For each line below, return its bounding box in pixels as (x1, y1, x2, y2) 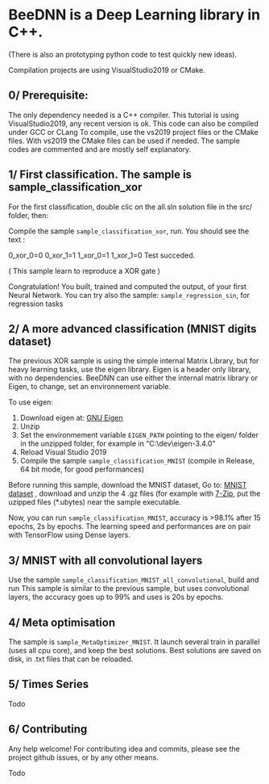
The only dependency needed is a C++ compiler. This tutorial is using (8, 110, 239, 119)
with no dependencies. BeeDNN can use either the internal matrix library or (8, 373, 258, 383)
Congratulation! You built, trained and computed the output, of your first (8, 281, 247, 291)
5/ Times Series (8, 677, 89, 691)
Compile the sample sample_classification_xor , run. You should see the (8, 226, 250, 236)
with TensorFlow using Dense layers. (8, 530, 130, 540)
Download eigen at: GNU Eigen (19, 413, 123, 423)
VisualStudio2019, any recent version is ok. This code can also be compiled (8, 119, 259, 128)
